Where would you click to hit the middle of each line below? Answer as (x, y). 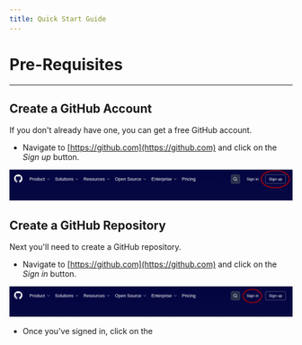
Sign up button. (51, 157)
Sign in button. (49, 274)
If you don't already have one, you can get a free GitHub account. (131, 130)
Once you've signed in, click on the (87, 332)
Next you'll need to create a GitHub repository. (95, 247)
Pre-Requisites (66, 64)
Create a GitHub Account (81, 108)
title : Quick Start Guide (58, 19)
